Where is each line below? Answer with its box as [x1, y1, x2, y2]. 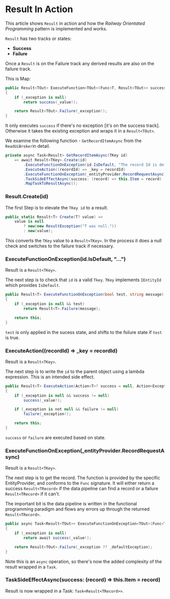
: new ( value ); [23, 229, 53, 234]
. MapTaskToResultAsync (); [23, 181, 78, 186]
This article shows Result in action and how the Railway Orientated [5, 20, 145, 26]
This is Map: [5, 75, 31, 81]
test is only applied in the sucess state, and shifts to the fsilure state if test [5, 329, 162, 335]
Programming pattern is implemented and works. [5, 25, 107, 31]
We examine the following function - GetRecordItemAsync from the [5, 138, 142, 144]
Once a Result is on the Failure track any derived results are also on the [5, 60, 154, 66]
